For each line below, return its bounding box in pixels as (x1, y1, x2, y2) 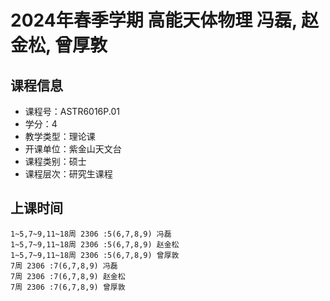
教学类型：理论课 (24, 131, 96, 142)
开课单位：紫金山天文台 (24, 143, 122, 155)
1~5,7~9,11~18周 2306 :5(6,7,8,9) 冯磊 (10, 229, 172, 239)
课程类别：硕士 (24, 156, 87, 167)
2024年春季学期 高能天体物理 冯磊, (10, 9, 298, 32)
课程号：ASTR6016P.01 (24, 106, 120, 117)
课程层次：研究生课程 (24, 168, 113, 180)
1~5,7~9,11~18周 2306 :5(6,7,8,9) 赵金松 (10, 239, 180, 250)
